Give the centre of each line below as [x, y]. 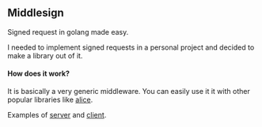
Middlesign [36, 13]
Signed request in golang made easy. [68, 32]
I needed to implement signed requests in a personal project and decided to [131, 47]
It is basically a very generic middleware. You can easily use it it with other [129, 92]
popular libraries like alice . [50, 100]
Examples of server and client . [57, 115]
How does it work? [39, 73]
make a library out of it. [45, 55]
